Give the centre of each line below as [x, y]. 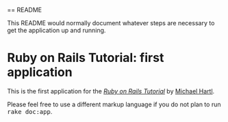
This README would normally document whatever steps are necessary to [111, 23]
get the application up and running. [56, 30]
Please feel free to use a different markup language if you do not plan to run [114, 104]
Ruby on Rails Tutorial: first [86, 58]
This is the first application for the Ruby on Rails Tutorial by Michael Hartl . [111, 91]
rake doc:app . [30, 111]
